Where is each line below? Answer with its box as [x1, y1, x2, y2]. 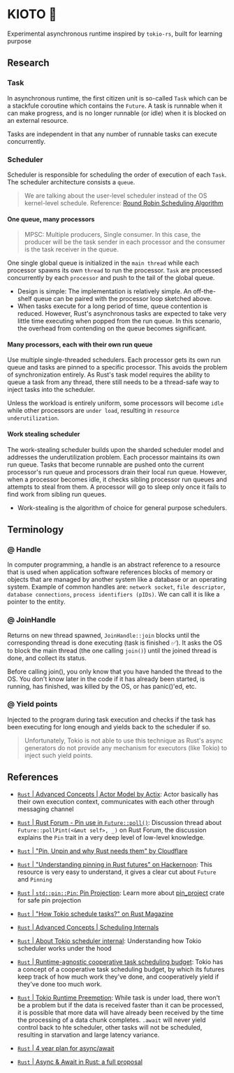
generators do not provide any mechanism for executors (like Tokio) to [24, 743, 228, 752]
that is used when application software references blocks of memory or [7, 568, 213, 576]
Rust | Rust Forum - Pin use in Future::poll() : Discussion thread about [17, 818, 222, 826]
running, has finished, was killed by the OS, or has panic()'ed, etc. [7, 682, 197, 690]
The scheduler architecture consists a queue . [7, 177, 136, 186]
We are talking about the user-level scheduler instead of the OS [24, 191, 207, 200]
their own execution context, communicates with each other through [17, 797, 214, 805]
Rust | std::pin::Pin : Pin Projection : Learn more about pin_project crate [17, 889, 225, 897]
